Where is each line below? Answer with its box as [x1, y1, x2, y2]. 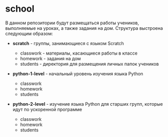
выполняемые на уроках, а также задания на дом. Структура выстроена [5, 25, 163, 31]
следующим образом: [5, 30, 53, 36]
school [5, 3, 34, 15]
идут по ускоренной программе [12, 106, 82, 112]
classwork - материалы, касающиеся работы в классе [20, 50, 138, 56]
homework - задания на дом [20, 55, 81, 61]
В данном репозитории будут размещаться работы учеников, [5, 20, 139, 26]
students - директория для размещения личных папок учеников [20, 61, 159, 67]
